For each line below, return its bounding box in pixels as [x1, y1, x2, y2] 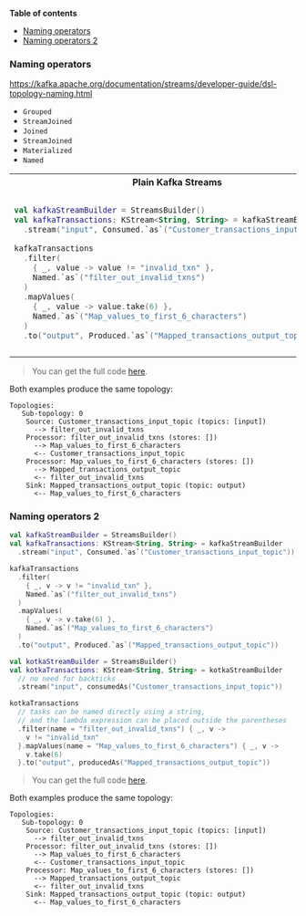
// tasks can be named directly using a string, [17, 707, 206, 717]
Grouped [22, 108, 52, 117]
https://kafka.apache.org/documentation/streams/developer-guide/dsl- [9, 78, 278, 89]
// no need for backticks [17, 674, 117, 683]
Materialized [22, 146, 73, 156]
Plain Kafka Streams [131, 176, 223, 189]
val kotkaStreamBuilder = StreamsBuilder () [9, 657, 178, 666]
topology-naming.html [9, 88, 93, 99]
